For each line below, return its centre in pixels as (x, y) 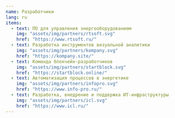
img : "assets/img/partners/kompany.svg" (67, 51)
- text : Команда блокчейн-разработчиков (62, 61)
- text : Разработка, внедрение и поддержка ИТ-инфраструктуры (90, 95)
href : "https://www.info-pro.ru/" (59, 89)
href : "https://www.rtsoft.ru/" (56, 39)
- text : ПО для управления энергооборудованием (71, 28)
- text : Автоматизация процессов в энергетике (70, 78)
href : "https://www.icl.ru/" (53, 106)
